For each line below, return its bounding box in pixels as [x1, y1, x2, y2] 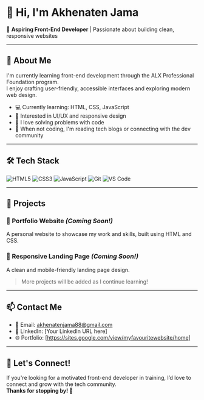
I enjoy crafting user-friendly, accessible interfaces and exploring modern [6, 85, 191, 92]
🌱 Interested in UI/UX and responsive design [15, 112, 126, 120]
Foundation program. [6, 78, 59, 85]
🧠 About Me [6, 55, 52, 66]
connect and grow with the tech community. [6, 380, 117, 388]
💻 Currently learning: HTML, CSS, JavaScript [15, 103, 129, 110]
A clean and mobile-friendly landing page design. [6, 266, 130, 273]
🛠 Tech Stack [6, 155, 59, 166]
